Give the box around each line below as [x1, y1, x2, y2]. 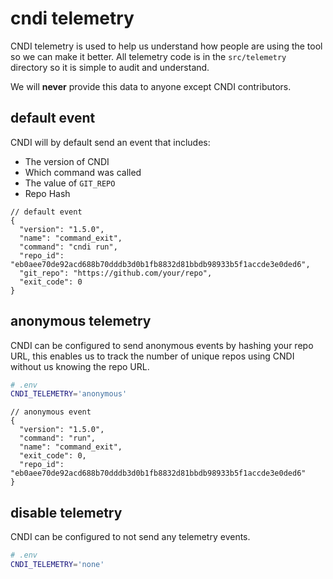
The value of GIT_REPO [24, 177, 116, 189]
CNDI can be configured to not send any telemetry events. [10, 531, 251, 543]
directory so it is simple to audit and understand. [10, 61, 210, 73]
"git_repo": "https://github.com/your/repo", [19, 268, 213, 278]
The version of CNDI [24, 155, 110, 167]
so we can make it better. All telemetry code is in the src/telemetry [10, 50, 287, 62]
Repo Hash [24, 187, 71, 199]
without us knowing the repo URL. [10, 360, 150, 372]
